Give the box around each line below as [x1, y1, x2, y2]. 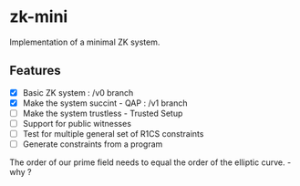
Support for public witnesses [22, 118, 132, 129]
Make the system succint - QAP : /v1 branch [22, 98, 188, 108]
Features [9, 63, 61, 78]
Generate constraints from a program [22, 139, 163, 150]
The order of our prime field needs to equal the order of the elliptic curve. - [9, 157, 292, 168]
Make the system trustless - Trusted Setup [22, 108, 183, 119]
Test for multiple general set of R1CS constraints [22, 129, 204, 139]
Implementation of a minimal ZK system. [9, 36, 160, 47]
